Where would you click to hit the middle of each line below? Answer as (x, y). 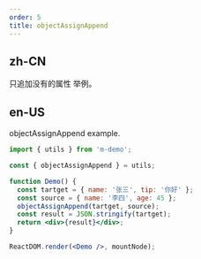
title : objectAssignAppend (59, 26)
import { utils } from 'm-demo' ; (71, 150)
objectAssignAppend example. (65, 133)
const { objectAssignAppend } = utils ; (82, 165)
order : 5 (25, 17)
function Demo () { (43, 181)
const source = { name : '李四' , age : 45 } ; (97, 198)
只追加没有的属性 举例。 (53, 84)
